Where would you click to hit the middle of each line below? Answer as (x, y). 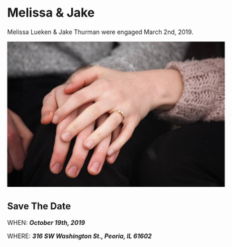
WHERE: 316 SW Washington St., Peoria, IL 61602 (79, 236)
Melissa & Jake (51, 13)
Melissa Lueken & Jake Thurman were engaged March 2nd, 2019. (100, 32)
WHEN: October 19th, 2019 (46, 223)
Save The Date (39, 206)
